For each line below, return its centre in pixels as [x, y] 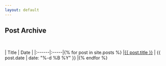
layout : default [22, 10]
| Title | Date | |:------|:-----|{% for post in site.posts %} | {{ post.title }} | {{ [83, 53]
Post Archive [26, 31]
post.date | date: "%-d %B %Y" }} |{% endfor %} [56, 58]
